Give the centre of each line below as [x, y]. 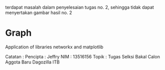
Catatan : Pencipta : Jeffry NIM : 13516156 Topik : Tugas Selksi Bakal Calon [82, 56]
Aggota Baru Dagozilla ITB [32, 62]
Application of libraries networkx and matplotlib [54, 47]
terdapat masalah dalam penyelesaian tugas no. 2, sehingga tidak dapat [80, 7]
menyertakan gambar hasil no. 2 [38, 13]
